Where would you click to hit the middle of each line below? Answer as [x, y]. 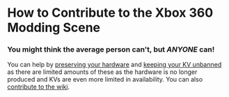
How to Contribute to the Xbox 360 [110, 13]
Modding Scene [54, 28]
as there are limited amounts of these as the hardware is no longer [102, 72]
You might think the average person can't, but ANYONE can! [111, 50]
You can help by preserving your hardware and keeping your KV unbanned [114, 65]
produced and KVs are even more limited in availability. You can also [105, 80]
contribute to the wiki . [39, 87]
